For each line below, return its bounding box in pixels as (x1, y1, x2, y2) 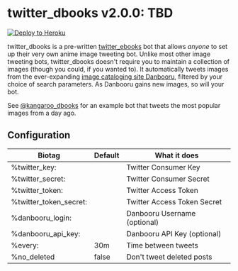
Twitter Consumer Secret (126, 174, 210, 184)
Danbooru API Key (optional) (126, 228, 222, 238)
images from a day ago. (7, 109, 76, 117)
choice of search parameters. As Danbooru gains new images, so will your (7, 79, 225, 88)
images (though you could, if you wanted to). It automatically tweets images (7, 65, 229, 73)
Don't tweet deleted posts (126, 252, 212, 262)
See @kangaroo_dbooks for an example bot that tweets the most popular (7, 101, 221, 109)
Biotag (38, 150, 60, 160)
